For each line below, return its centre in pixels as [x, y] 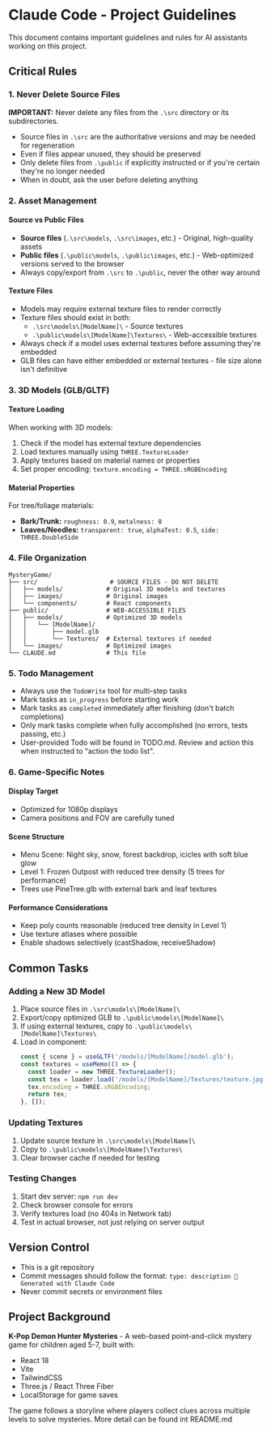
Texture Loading [36, 409]
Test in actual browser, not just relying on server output [112, 1222]
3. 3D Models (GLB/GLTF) [59, 390]
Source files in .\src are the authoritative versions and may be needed [138, 136]
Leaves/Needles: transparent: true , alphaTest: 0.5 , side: [120, 530]
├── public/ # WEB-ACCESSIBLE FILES [97, 610]
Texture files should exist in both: [75, 317]
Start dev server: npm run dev [69, 1196]
